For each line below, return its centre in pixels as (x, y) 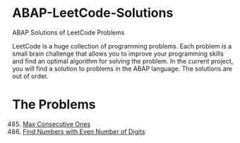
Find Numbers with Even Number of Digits (84, 131)
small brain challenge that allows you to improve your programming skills (118, 54)
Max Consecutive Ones (56, 124)
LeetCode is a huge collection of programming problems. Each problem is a (122, 46)
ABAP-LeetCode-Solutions (93, 13)
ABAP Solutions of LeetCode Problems (68, 32)
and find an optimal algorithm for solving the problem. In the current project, (123, 61)
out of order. (30, 76)
